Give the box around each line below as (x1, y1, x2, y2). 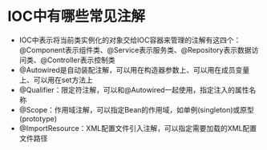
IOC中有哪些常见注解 (7, 7, 146, 26)
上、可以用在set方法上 (18, 75, 93, 85)
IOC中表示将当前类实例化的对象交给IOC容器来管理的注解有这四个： (18, 35, 241, 45)
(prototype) (18, 113, 58, 124)
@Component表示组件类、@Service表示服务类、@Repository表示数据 (18, 45, 252, 54)
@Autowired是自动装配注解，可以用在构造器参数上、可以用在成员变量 (18, 65, 250, 74)
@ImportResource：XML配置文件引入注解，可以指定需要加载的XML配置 (18, 123, 257, 132)
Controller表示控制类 (47, 55, 115, 65)
